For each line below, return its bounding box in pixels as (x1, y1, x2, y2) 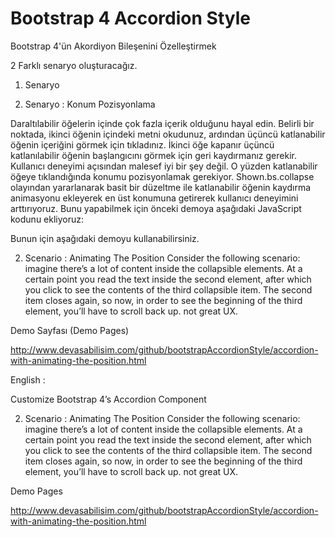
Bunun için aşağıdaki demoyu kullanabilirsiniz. (10, 232, 200, 244)
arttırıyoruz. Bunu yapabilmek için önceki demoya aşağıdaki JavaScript (10, 202, 302, 214)
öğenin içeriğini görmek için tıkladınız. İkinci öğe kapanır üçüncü (10, 138, 275, 151)
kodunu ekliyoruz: (10, 213, 85, 225)
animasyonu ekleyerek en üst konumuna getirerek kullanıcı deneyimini (10, 192, 299, 204)
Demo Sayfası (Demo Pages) (10, 324, 130, 336)
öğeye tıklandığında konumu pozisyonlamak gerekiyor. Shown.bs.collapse (10, 170, 315, 182)
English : (10, 373, 46, 386)
